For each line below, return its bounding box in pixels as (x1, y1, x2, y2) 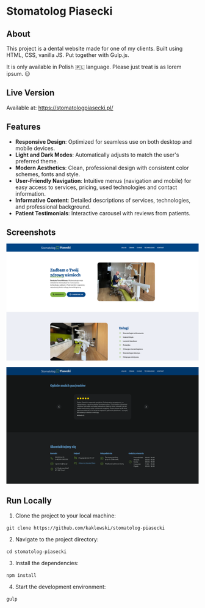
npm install (6, 572, 37, 579)
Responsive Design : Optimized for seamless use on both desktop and (15, 138, 192, 145)
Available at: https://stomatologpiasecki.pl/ (6, 104, 114, 111)
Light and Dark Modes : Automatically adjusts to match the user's (15, 151, 179, 158)
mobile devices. (15, 144, 56, 152)
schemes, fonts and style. (15, 170, 81, 178)
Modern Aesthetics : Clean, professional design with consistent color (15, 164, 189, 171)
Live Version (6, 87, 55, 98)
